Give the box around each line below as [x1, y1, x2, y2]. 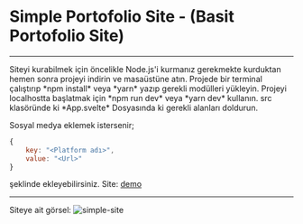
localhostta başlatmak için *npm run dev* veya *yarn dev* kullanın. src [9, 92, 272, 103]
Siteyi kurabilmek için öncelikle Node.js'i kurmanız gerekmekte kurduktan [9, 63, 281, 74]
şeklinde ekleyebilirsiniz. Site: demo [9, 179, 142, 190]
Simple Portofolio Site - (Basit [9, 6, 234, 27]
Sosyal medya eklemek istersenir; [9, 119, 135, 130]
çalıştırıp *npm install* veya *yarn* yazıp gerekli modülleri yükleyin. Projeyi [9, 83, 287, 94]
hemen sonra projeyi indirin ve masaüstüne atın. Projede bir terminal [9, 73, 263, 84]
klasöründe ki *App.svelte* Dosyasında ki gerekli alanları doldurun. [9, 102, 259, 113]
